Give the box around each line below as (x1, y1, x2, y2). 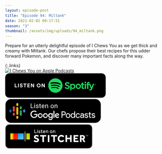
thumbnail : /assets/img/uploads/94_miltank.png (5, 28, 104, 34)
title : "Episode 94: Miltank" (5, 13, 67, 18)
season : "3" (5, 24, 29, 28)
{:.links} (5, 63, 21, 69)
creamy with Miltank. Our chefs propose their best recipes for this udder (5, 48, 150, 54)
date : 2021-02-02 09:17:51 (5, 18, 60, 23)
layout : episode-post (5, 8, 49, 13)
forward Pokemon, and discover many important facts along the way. (5, 53, 144, 59)
